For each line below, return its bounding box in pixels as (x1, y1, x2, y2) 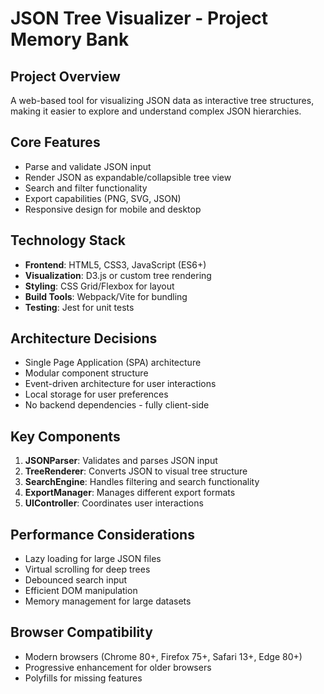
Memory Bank (10, 28, 130, 51)
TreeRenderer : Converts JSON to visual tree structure (24, 465, 248, 477)
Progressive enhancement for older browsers (24, 661, 212, 673)
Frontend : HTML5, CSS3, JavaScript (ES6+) (24, 258, 207, 271)
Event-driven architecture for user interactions (24, 378, 217, 390)
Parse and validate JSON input (24, 160, 152, 172)
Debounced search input (24, 574, 128, 586)
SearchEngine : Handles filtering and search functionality (24, 476, 260, 488)
